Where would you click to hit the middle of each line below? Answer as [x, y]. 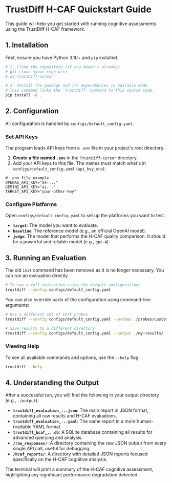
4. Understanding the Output [52, 383]
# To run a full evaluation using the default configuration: [73, 285]
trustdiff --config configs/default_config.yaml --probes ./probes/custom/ [88, 319]
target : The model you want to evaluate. [55, 225]
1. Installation [27, 45]
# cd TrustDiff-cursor [29, 76]
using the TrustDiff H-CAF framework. [45, 29]
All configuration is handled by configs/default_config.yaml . [70, 123]
